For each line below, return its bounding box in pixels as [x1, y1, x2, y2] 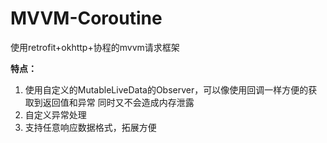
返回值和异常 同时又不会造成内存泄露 [42, 96, 195, 108]
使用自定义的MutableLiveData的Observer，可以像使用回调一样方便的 [24, 83, 309, 96]
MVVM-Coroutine [10, 7, 163, 30]
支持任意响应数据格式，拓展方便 [24, 121, 157, 133]
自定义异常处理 [24, 108, 87, 121]
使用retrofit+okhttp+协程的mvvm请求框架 [10, 41, 180, 53]
